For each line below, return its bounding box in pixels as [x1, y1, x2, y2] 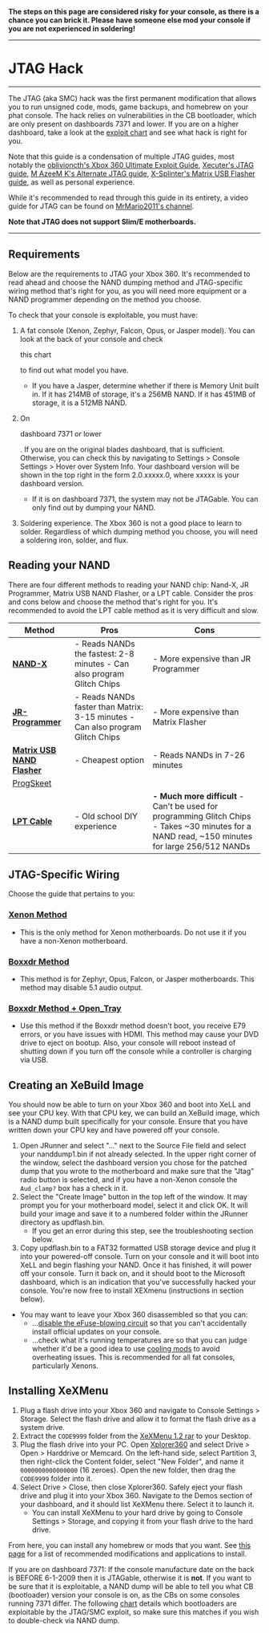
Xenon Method [8, 909, 68, 920]
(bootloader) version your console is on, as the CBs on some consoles [8, 1590, 240, 1599]
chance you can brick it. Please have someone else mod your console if [8, 15, 251, 25]
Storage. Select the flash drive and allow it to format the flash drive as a [19, 1414, 256, 1424]
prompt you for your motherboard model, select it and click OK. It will [19, 1200, 248, 1210]
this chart [19, 349, 52, 360]
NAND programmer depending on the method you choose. [8, 295, 202, 304]
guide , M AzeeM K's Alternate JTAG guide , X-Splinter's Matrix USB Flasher [8, 169, 256, 178]
